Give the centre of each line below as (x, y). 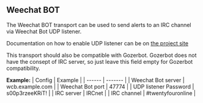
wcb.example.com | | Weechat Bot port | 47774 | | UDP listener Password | (100, 86)
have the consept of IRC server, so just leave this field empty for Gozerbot (100, 61)
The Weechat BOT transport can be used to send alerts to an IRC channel (99, 25)
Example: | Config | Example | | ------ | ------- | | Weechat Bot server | (95, 80)
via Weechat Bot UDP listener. (44, 31)
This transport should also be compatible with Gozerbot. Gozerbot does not (102, 55)
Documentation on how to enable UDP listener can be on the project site (97, 43)
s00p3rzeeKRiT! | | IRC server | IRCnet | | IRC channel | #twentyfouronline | (101, 93)
